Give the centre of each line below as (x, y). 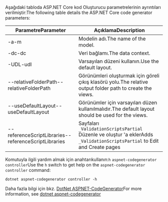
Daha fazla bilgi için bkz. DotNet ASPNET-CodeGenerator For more (73, 188)
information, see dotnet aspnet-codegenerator (53, 194)
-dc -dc (17, 53)
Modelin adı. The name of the (112, 39)
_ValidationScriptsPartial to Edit (118, 141)
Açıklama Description (119, 30)
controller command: (28, 170)
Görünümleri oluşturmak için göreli (119, 76)
